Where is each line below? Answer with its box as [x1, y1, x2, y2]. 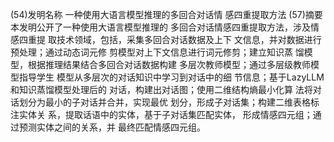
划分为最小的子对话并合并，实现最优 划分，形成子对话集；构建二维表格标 [18, 96, 320, 108]
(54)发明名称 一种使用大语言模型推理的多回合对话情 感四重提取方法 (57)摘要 [10, 9, 323, 20]
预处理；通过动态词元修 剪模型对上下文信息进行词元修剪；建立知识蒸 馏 [10, 46, 305, 58]
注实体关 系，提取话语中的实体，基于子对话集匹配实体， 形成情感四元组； [10, 109, 313, 120]
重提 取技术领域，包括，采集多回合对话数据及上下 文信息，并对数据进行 [27, 34, 322, 45]
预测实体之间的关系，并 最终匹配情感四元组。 [18, 121, 206, 133]
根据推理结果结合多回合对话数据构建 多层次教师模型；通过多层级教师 [27, 59, 311, 70]
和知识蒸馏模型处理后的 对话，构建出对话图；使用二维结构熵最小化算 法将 [10, 84, 313, 95]
